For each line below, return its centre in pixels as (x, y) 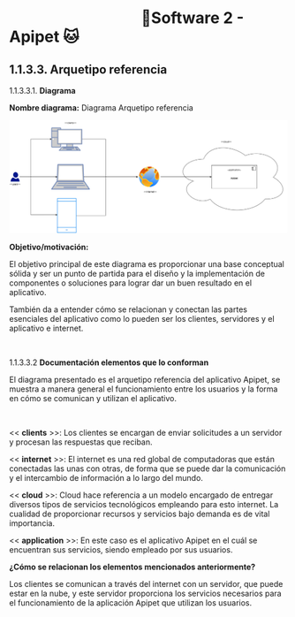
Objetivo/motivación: (49, 248)
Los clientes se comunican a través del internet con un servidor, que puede (146, 584)
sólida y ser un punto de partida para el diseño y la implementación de (137, 274)
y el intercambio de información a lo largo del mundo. (106, 478)
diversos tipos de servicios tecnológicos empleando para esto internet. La (144, 505)
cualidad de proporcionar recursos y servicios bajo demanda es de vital (140, 514)
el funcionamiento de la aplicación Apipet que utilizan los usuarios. (131, 603)
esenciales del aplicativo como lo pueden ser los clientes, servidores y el (142, 319)
